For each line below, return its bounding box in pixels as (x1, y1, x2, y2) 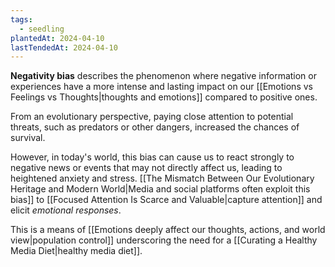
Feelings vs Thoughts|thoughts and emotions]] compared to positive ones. (10, 91, 318, 103)
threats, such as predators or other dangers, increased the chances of (10, 121, 300, 133)
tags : (10, 14, 33, 25)
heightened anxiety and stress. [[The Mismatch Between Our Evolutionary (10, 172, 315, 185)
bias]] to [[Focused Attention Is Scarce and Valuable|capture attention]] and (10, 194, 323, 206)
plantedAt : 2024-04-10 (10, 33, 105, 43)
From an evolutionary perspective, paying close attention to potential (10, 111, 294, 123)
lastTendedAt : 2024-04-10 (10, 42, 118, 53)
